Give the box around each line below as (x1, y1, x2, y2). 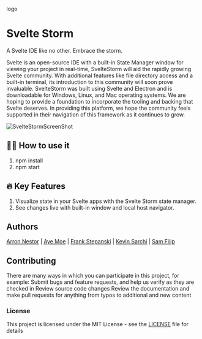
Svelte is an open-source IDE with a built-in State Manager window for (6, 58, 184, 66)
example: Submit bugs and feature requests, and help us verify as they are (6, 278, 195, 286)
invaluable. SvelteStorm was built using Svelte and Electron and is (6, 85, 173, 92)
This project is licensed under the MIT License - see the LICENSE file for (6, 321, 189, 328)
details (6, 327, 23, 335)
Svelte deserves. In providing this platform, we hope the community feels (6, 104, 191, 112)
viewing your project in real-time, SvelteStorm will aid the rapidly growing (6, 65, 192, 72)
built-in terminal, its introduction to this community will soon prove (6, 78, 173, 85)
